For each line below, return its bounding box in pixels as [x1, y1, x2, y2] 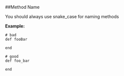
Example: [5, 23, 25, 29]
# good [5, 54, 19, 59]
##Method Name [5, 4, 40, 10]
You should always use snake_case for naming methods [5, 14, 120, 19]
